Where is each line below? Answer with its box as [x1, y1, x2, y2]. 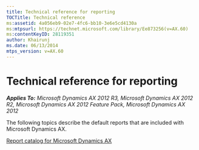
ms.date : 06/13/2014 [6, 43, 59, 49]
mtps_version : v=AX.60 [6, 48, 64, 54]
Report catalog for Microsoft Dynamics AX [6, 137, 112, 144]
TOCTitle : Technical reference [6, 15, 86, 21]
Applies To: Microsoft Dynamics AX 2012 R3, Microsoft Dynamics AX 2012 [6, 94, 194, 102]
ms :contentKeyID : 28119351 [6, 31, 75, 37]
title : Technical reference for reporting [6, 8, 115, 15]
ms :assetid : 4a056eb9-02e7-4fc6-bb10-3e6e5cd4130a [6, 20, 137, 26]
